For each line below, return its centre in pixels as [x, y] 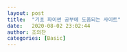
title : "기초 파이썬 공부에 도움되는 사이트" [64, 20]
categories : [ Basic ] [37, 38]
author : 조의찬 [27, 32]
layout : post [26, 13]
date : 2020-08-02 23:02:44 [49, 26]
